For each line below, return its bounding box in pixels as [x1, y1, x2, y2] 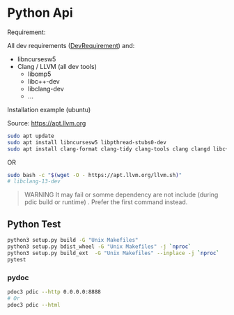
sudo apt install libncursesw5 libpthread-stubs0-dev [7, 139, 167, 146]
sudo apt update [7, 132, 54, 139]
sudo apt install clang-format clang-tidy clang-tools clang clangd [7, 145, 210, 153]
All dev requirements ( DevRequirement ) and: [7, 41, 135, 49]
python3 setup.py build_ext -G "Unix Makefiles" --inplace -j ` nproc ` [7, 249, 219, 256]
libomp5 [27, 70, 52, 78]
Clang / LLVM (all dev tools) [17, 62, 97, 70]
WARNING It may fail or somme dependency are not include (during [24, 190, 219, 199]
